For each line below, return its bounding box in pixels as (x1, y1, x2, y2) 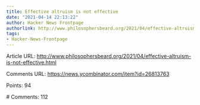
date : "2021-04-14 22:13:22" (6, 14, 79, 20)
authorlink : (6, 25, 36, 31)
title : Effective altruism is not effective (6, 8, 118, 15)
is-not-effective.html (6, 59, 57, 66)
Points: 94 (6, 82, 32, 89)
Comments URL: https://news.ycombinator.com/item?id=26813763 (6, 71, 170, 77)
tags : (6, 31, 20, 37)
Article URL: (6, 53, 36, 59)
